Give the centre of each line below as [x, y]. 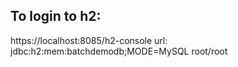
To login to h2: [56, 16]
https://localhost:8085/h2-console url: [89, 40]
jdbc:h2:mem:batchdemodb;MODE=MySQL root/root [119, 51]
